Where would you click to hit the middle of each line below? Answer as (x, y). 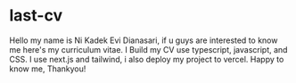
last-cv (36, 16)
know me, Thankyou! (48, 69)
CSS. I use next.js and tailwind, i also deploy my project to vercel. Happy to (147, 59)
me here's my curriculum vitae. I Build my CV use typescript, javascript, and (148, 49)
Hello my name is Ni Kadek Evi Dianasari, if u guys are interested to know (144, 40)
